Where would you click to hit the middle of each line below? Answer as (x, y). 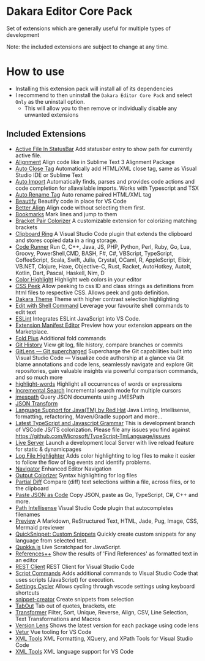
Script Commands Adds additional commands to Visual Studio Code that (106, 573)
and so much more (39, 377)
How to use (35, 72)
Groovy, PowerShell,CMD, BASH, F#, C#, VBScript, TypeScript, (94, 253)
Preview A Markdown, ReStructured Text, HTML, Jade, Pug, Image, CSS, (107, 521)
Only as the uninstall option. (50, 101)
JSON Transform (36, 403)
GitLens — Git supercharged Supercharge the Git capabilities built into (104, 351)
